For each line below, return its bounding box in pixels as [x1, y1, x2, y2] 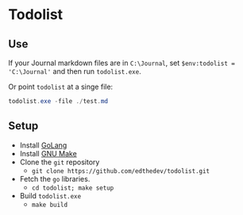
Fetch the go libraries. [19, 174, 91, 183]
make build [31, 201, 68, 209]
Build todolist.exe [19, 190, 82, 200]
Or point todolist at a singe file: [8, 82, 114, 91]
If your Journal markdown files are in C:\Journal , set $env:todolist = [8, 58, 236, 67]
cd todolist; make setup [31, 184, 114, 192]
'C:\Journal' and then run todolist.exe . [8, 67, 141, 76]
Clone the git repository [19, 157, 100, 167]
